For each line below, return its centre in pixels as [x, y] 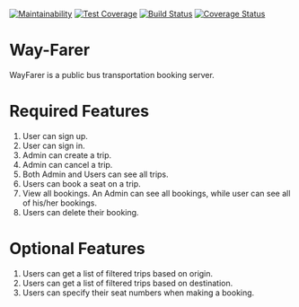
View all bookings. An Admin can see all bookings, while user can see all [156, 193]
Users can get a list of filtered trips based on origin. [118, 273]
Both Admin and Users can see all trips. [95, 174]
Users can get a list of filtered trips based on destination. [128, 283]
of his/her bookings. [59, 203]
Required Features [79, 111]
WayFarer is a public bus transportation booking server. [112, 75]
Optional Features [77, 249]
